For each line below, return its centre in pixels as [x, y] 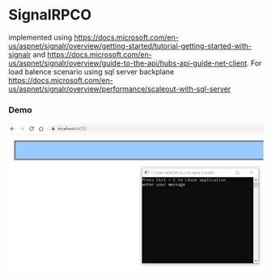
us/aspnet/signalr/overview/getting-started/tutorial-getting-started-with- [130, 45]
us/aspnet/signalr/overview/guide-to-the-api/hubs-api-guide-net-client [128, 63]
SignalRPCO [50, 15]
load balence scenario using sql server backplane [91, 71]
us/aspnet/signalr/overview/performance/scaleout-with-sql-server [120, 89]
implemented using [40, 37]
